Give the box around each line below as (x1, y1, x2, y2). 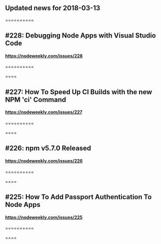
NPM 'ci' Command (5, 95, 66, 104)
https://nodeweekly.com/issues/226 (5, 158, 83, 163)
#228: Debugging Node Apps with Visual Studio (5, 32, 156, 40)
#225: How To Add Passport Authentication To (5, 193, 152, 201)
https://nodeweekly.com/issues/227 (5, 109, 83, 115)
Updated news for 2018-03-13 (5, 4, 101, 12)
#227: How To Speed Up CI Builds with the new (5, 87, 153, 96)
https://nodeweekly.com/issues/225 (5, 214, 83, 220)
